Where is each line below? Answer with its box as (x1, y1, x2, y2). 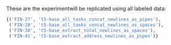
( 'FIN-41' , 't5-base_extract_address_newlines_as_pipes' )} (8, 33, 159, 39)
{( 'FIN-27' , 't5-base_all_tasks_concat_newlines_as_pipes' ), (6, 17, 161, 22)
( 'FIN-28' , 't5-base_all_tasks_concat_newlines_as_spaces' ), (8, 22, 164, 28)
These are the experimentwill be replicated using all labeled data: (6, 5, 166, 12)
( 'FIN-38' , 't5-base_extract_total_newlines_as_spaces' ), (8, 27, 156, 33)
